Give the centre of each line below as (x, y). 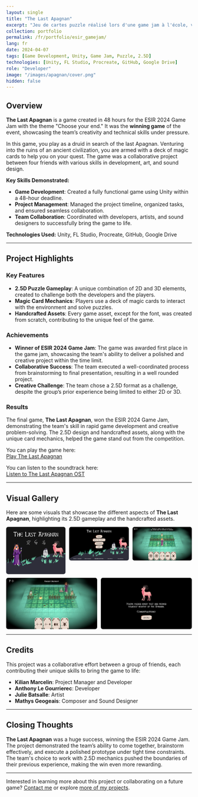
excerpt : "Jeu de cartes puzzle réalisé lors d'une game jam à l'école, (97, 25)
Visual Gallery (32, 498)
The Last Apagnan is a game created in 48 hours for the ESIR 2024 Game (96, 120)
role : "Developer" (29, 68)
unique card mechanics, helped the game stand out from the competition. (95, 439)
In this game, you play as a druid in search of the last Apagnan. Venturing (95, 144)
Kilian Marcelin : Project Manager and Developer (73, 682)
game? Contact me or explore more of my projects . (68, 788)
